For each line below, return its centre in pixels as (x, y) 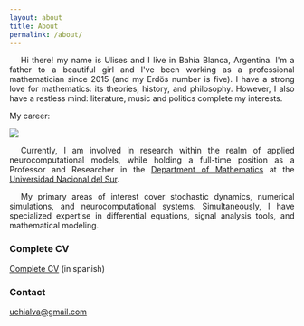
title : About (34, 26)
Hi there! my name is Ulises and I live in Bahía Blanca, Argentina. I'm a (158, 61)
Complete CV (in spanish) (57, 268)
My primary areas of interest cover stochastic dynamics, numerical (158, 197)
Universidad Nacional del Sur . (65, 179)
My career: (30, 116)
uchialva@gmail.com (48, 312)
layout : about (36, 18)
